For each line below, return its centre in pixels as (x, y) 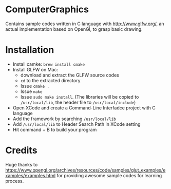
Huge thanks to (22, 164)
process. (15, 181)
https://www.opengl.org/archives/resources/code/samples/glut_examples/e (85, 170)
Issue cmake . (35, 86)
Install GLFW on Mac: (35, 69)
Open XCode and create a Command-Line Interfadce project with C (84, 108)
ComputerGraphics (47, 10)
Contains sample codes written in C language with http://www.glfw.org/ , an (85, 24)
